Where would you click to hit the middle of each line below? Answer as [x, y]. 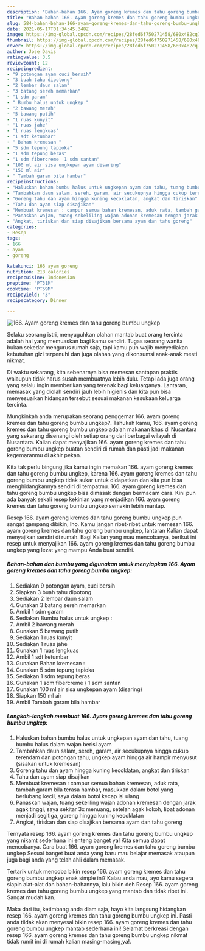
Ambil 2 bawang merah [45, 625]
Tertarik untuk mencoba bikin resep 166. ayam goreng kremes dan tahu [96, 872]
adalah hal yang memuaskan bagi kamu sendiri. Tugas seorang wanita [95, 341]
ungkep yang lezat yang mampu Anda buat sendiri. [71, 550]
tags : [14, 238]
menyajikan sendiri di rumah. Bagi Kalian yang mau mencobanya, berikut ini [102, 537]
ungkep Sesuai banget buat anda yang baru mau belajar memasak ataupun [101, 854]
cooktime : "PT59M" [30, 289]
